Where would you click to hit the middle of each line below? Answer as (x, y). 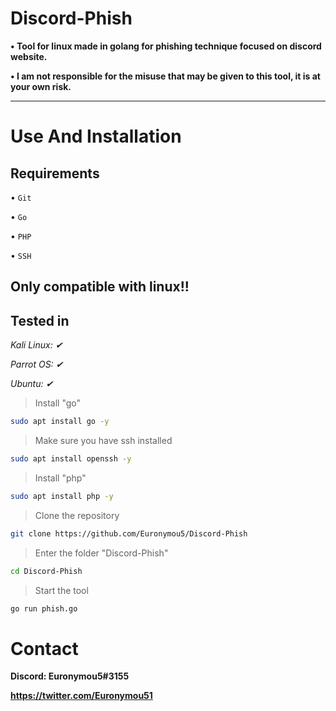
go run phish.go (44, 608)
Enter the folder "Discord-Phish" (101, 553)
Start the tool (61, 590)
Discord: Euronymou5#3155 (70, 676)
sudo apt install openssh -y (71, 459)
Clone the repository (77, 515)
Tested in (40, 320)
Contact (44, 648)
